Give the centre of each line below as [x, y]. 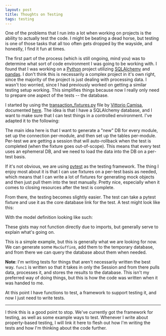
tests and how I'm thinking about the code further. [56, 328]
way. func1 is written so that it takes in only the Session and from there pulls [82, 267]
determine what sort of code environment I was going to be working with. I [81, 64]
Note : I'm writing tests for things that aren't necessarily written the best [78, 262]
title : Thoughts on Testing [34, 14]
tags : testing [20, 19]
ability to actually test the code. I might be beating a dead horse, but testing [82, 38]
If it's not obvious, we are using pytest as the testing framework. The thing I [82, 166]
